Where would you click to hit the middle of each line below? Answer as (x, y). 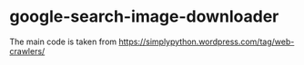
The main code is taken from (63, 42)
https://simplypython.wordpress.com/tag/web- (207, 42)
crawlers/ (27, 51)
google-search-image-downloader (144, 17)
